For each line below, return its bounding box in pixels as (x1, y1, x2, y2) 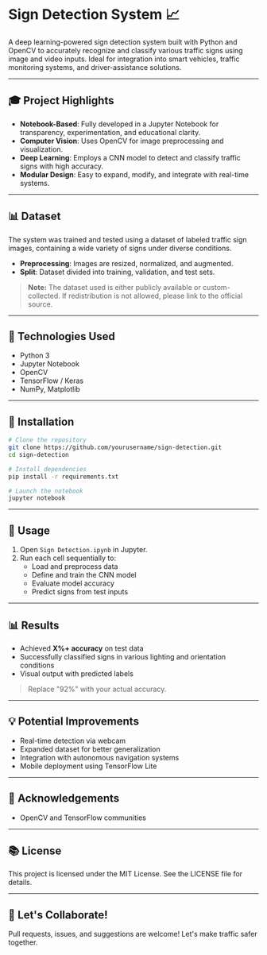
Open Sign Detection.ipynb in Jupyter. (19, 545, 148, 555)
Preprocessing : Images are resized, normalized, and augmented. (19, 258, 234, 268)
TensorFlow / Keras (19, 376, 84, 385)
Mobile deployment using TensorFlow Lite (19, 761, 157, 771)
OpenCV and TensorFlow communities (19, 813, 147, 822)
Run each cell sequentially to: (19, 553, 117, 563)
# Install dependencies (8, 465, 87, 473)
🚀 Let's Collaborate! (8, 908, 109, 922)
